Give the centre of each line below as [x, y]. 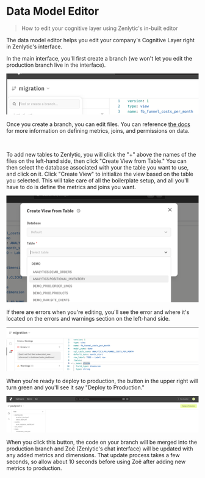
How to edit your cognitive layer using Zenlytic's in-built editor [99, 28]
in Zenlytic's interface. [34, 47]
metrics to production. [34, 468]
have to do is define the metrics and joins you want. [71, 187]
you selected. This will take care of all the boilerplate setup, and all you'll [98, 180]
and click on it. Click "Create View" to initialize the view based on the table [100, 174]
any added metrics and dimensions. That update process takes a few [93, 455]
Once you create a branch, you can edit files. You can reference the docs [98, 124]
